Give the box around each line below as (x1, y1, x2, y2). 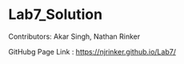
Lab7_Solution (8, 6, 102, 24)
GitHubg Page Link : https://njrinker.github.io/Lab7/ (8, 47, 176, 56)
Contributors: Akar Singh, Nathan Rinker (8, 32, 141, 41)
